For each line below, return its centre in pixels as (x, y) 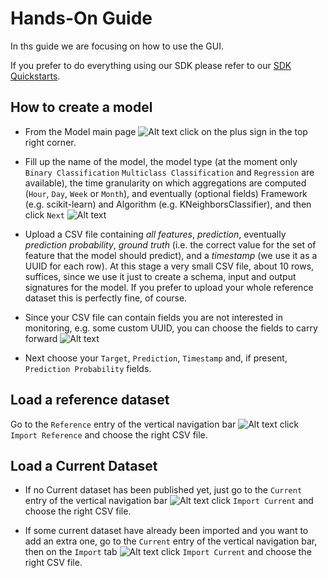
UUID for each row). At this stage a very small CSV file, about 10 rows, (169, 266)
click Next (44, 214)
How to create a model (81, 107)
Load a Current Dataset (84, 465)
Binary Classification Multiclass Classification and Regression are (169, 172)
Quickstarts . (35, 76)
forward (41, 338)
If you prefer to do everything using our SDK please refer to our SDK (151, 65)
